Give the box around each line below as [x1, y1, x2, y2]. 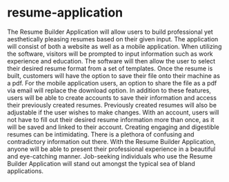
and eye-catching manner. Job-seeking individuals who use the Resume [7, 152, 212, 160]
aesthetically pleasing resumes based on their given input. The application [7, 34, 219, 43]
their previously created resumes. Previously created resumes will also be [7, 101, 217, 109]
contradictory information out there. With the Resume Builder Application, [7, 137, 216, 145]
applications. [7, 167, 43, 175]
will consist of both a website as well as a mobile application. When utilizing [7, 42, 222, 50]
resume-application [7, 5, 123, 21]
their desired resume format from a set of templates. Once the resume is [7, 64, 213, 72]
